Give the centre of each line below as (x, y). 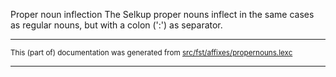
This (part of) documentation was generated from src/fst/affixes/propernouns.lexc (151, 53)
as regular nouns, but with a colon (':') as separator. (116, 25)
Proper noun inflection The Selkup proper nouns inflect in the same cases (162, 14)
